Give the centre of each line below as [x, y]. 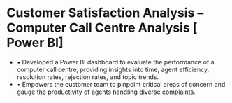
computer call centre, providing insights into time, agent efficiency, [113, 69]
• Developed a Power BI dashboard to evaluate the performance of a [115, 62]
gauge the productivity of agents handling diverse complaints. [106, 92]
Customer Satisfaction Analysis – [105, 13]
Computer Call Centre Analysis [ [102, 28]
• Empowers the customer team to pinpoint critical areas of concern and [121, 84]
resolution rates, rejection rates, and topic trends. [87, 77]
